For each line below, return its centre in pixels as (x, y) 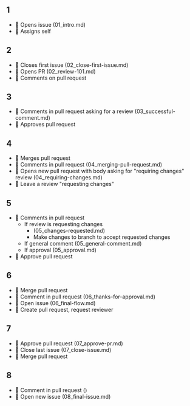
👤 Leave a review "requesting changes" (64, 184)
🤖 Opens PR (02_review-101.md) (55, 71)
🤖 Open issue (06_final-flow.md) (55, 303)
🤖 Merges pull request (43, 158)
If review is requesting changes (63, 224)
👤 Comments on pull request (51, 78)
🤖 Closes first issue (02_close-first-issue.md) (72, 65)
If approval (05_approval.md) (60, 250)
